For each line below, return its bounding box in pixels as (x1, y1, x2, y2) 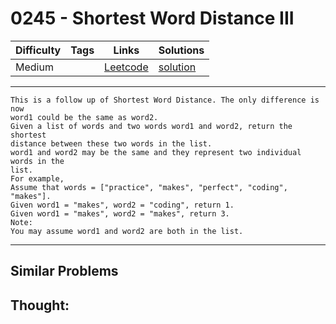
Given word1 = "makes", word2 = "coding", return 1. (10, 200, 235, 210)
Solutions (158, 43, 205, 57)
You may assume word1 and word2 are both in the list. (10, 226, 244, 236)
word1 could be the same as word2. (10, 112, 159, 122)
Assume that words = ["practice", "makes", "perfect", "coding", (10, 182, 288, 192)
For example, (10, 173, 65, 184)
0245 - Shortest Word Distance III (10, 7, 295, 30)
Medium (15, 60, 54, 74)
